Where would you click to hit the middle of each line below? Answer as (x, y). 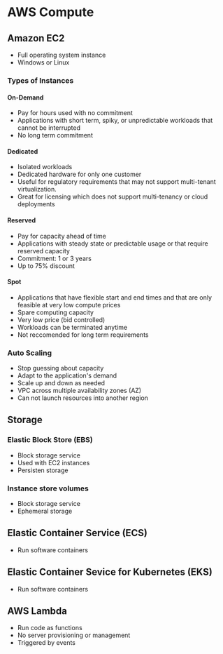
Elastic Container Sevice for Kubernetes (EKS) (110, 572)
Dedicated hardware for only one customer (79, 174)
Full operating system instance (62, 55)
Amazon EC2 (36, 38)
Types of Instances (41, 80)
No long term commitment (55, 135)
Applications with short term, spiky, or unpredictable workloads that (115, 121)
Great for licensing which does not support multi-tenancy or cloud (113, 196)
